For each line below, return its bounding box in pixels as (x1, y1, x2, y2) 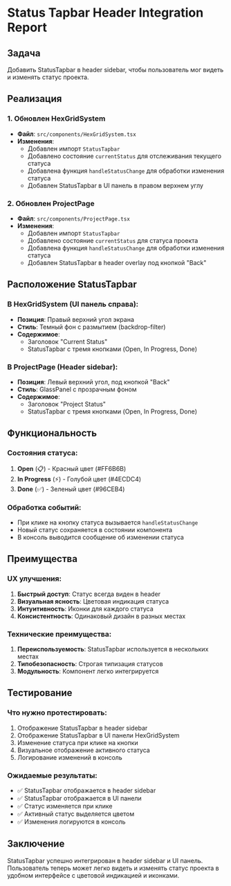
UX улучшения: (7, 574, 62, 583)
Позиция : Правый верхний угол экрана (17, 315, 135, 323)
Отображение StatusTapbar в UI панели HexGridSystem (17, 731, 180, 740)
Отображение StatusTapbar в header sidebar (17, 724, 148, 732)
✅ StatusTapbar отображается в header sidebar (17, 786, 156, 794)
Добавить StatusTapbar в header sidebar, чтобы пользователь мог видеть (7, 66, 224, 74)
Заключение (7, 838, 65, 850)
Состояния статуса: (7, 448, 78, 458)
